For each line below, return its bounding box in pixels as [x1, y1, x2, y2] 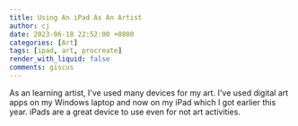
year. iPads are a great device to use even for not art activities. [9, 106, 241, 117]
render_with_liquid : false [9, 55, 110, 63]
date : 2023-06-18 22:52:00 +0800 [9, 29, 135, 38]
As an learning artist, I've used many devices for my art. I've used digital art [9, 87, 289, 98]
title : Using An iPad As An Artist [9, 13, 143, 22]
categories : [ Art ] [9, 38, 78, 47]
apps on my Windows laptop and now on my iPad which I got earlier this [9, 97, 276, 107]
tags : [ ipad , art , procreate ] [9, 46, 123, 55]
